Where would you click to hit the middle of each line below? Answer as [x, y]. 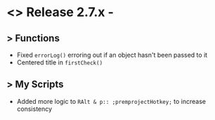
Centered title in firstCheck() [60, 62]
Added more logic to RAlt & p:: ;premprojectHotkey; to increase [111, 101]
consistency [34, 109]
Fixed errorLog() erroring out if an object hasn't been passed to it [112, 55]
